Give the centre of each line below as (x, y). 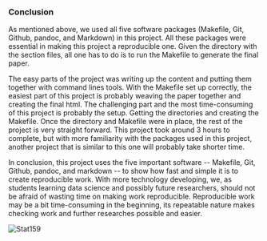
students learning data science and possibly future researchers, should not (132, 188)
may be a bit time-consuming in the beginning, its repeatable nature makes (132, 205)
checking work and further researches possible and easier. (105, 214)
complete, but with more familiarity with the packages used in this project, (130, 139)
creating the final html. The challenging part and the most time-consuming (131, 104)
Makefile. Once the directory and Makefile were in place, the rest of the (126, 122)
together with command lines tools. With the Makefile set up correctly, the (130, 87)
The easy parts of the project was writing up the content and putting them (130, 79)
